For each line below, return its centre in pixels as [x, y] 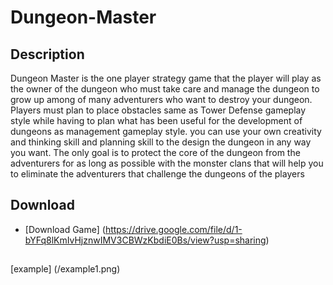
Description [47, 54]
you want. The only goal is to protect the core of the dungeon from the [155, 152]
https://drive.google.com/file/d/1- [173, 229]
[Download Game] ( [65, 229]
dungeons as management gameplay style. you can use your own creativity [166, 131]
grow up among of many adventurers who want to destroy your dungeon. [161, 99]
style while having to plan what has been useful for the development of [156, 120]
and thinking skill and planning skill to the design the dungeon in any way [161, 142]
